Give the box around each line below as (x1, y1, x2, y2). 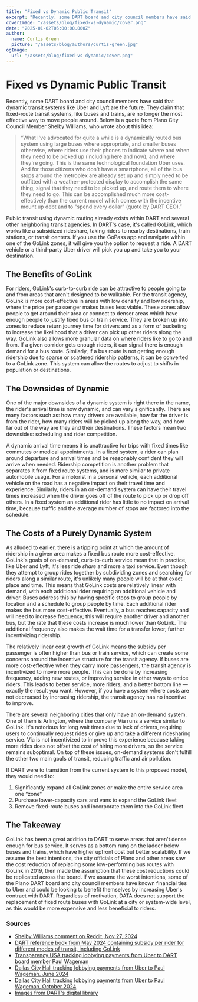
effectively (20, 197, 47, 204)
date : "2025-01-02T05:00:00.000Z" (6, 25, 91, 31)
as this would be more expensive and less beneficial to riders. (6, 905, 156, 912)
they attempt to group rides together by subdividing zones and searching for (6, 569, 192, 576)
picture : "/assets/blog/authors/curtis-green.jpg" (11, 42, 138, 48)
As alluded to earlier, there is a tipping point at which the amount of (6, 544, 169, 551)
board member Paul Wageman (14, 958, 89, 965)
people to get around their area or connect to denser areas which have (6, 310, 178, 317)
